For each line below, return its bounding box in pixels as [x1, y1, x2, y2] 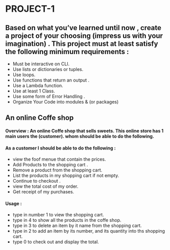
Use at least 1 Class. [12, 88, 55, 94]
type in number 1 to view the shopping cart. [12, 212, 104, 218]
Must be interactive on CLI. [12, 61, 70, 67]
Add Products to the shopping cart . [12, 162, 88, 168]
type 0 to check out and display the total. [12, 239, 100, 245]
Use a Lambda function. [12, 83, 63, 88]
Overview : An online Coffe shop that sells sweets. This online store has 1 [5, 128, 164, 134]
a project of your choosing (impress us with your [5, 31, 163, 40]
